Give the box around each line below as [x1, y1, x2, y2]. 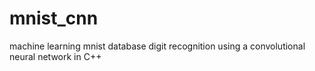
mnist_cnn [9, 7, 99, 30]
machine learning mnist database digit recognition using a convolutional [9, 40, 306, 52]
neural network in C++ [9, 50, 102, 62]
